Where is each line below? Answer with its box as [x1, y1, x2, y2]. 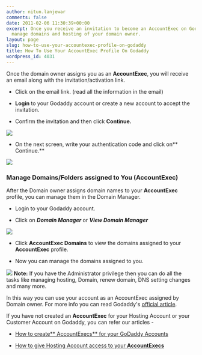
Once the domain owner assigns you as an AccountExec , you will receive [6, 70, 189, 77]
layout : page [6, 37, 39, 43]
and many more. [6, 282, 47, 290]
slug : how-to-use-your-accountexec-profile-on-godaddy [6, 43, 147, 49]
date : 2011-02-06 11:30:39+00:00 [6, 20, 90, 26]
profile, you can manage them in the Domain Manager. [6, 193, 141, 200]
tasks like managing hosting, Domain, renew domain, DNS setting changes [6, 276, 191, 283]
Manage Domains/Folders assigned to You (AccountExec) [6, 173, 179, 181]
